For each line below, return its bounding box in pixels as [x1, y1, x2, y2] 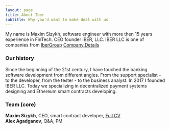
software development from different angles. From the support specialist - [5, 72, 161, 78]
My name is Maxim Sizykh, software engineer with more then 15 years [5, 31, 153, 37]
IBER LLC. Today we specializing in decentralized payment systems [5, 82, 147, 89]
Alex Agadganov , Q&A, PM [5, 118, 63, 124]
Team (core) [5, 101, 36, 108]
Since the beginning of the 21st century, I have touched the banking [5, 66, 148, 72]
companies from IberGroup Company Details [5, 42, 100, 48]
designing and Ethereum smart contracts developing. [5, 88, 117, 94]
